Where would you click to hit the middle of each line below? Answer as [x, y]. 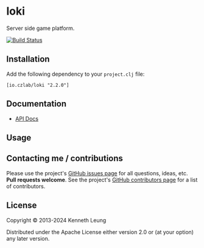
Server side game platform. [40, 28]
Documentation [37, 104]
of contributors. [26, 186]
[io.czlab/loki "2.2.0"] [38, 85]
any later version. [28, 238]
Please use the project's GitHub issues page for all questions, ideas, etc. [97, 173]
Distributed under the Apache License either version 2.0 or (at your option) [100, 232]
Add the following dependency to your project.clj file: [76, 74]
